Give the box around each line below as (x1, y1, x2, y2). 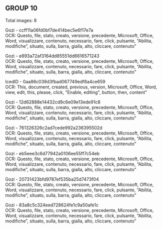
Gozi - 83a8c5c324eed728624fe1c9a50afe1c (5, 202, 99, 208)
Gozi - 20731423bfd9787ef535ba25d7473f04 (5, 176, 99, 182)
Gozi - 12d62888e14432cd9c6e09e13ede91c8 (5, 99, 101, 105)
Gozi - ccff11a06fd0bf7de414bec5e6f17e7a (5, 27, 93, 33)
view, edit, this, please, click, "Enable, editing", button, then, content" (5, 89, 147, 95)
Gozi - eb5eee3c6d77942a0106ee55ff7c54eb (5, 150, 100, 156)
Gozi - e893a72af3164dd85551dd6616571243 (5, 53, 99, 59)
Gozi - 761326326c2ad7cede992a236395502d (5, 125, 102, 131)
